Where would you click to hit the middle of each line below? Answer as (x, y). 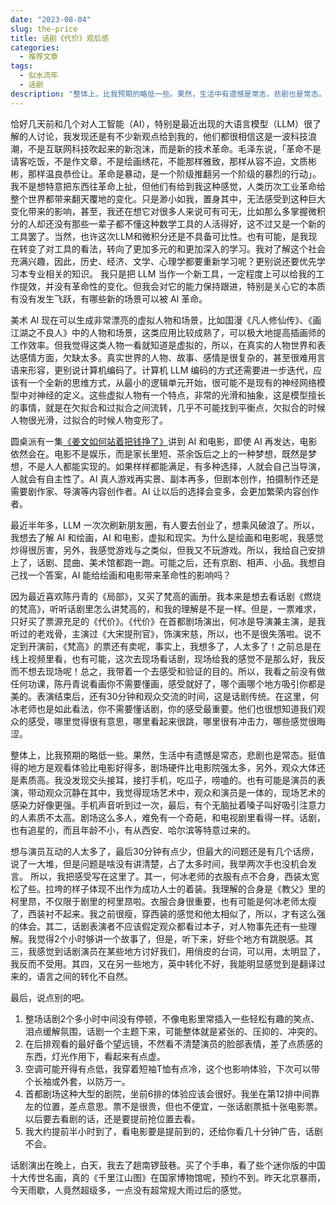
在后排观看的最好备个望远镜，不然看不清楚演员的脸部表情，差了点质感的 (173, 1043)
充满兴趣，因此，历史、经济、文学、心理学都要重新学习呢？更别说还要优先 (163, 261)
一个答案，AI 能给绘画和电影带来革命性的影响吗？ (129, 575)
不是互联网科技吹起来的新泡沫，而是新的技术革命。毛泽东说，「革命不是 (174, 148)
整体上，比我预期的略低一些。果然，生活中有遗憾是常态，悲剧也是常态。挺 (163, 755)
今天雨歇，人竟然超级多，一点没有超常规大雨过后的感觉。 (128, 1190)
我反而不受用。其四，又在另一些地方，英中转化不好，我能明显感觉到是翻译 (163, 963)
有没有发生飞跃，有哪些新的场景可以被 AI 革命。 (109, 298)
